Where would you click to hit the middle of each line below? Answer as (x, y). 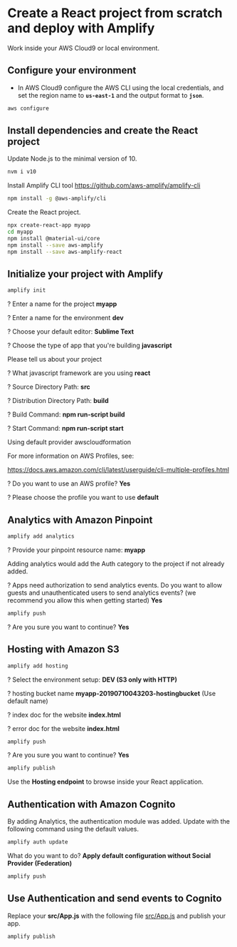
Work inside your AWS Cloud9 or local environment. (84, 48)
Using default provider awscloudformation (69, 442)
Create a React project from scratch (115, 13)
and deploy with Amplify (81, 28)
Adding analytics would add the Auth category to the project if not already (116, 563)
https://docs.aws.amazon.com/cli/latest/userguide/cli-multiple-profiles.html (118, 470)
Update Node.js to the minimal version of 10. (72, 159)
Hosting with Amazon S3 (63, 649)
